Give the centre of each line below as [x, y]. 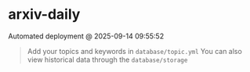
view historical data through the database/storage [107, 59]
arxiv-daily [44, 14]
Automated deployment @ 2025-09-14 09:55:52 [86, 36]
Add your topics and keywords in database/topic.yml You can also [135, 51]
